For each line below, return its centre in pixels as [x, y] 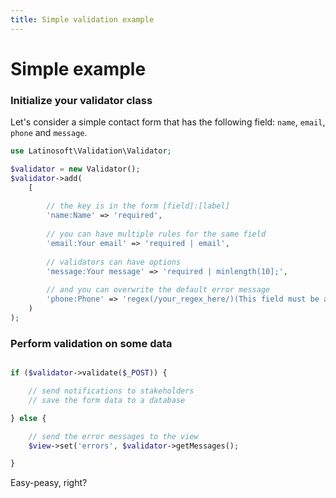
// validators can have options [114, 262]
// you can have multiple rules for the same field [156, 234]
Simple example [78, 68]
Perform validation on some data [91, 343]
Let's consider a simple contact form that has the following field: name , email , [168, 122]
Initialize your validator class [81, 100]
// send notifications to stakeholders [111, 391]
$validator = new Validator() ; [75, 169]
